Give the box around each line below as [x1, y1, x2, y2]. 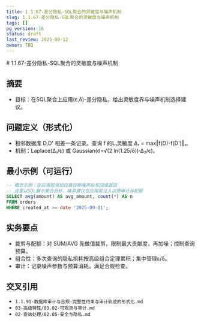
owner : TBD [6, 43, 34, 49]
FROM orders [6, 199, 36, 205]
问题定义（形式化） [6, 122, 77, 132]
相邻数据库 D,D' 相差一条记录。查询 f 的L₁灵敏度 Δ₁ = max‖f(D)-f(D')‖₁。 [14, 139, 191, 147]
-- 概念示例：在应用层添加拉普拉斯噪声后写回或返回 [6, 182, 117, 189]
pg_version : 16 [6, 25, 44, 32]
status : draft [6, 31, 42, 37]
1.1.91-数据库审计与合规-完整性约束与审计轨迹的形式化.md [14, 299, 143, 305]
